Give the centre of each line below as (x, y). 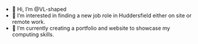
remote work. (29, 22)
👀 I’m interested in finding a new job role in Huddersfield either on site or (102, 15)
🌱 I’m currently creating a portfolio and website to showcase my (91, 28)
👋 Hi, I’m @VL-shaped (39, 9)
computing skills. (33, 34)
